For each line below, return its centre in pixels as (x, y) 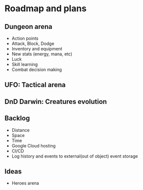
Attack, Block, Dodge (33, 44)
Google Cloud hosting (33, 145)
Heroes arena (25, 183)
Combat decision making (37, 70)
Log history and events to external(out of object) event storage (75, 156)
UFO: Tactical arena (35, 85)
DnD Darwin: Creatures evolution (56, 102)
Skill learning (25, 64)
